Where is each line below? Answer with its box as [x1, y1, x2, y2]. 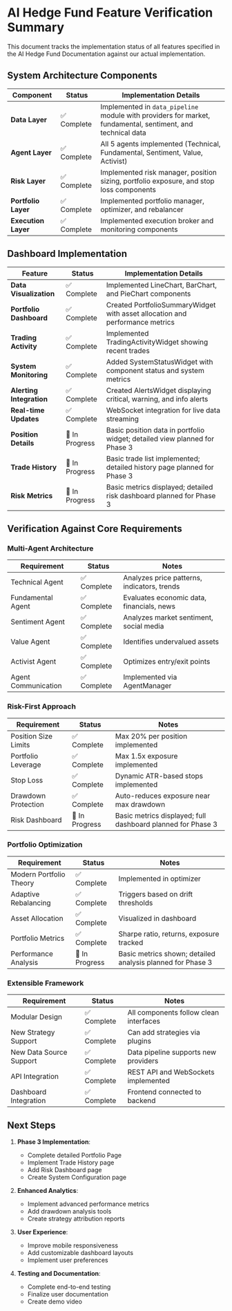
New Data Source [10, 1048, 68, 1058]
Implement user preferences [27, 1256, 108, 1264]
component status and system [106, 365, 205, 375]
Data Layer [10, 115, 47, 124]
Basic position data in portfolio [106, 425, 205, 434]
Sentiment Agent [10, 617, 66, 626]
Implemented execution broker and [99, 216, 214, 225]
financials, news [123, 602, 176, 611]
